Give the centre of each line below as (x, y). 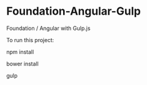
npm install (20, 52)
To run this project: (30, 40)
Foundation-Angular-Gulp (73, 11)
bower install (22, 64)
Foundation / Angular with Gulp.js (48, 28)
